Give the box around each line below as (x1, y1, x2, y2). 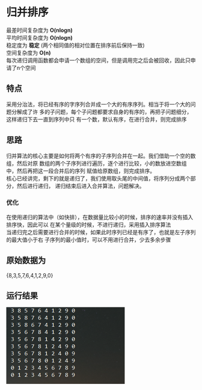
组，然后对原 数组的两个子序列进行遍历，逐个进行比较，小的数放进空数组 (6, 159, 187, 167)
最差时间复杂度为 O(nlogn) (6, 26, 73, 34)
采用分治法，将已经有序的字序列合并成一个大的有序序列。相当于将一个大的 (6, 101, 191, 108)
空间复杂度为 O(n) (6, 49, 51, 56)
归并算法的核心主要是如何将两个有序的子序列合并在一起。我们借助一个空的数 (6, 152, 196, 159)
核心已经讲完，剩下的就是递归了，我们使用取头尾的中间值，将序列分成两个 (6, 175, 191, 182)
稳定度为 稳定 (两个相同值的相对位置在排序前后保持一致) (6, 42, 145, 49)
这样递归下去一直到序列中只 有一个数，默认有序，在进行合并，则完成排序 (6, 116, 187, 123)
